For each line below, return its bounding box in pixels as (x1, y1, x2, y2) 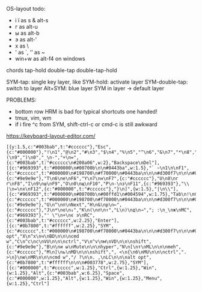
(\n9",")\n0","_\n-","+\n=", (6, 154, 79, 160)
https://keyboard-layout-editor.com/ (6, 132, 96, 139)
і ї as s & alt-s (14, 17, 49, 23)
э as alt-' (14, 36, 37, 43)
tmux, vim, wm (14, 114, 52, 121)
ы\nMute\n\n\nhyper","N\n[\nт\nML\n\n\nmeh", (65, 244, 182, 250)
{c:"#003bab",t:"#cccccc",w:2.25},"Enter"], (6, 217, 120, 224)
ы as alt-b (14, 29, 40, 37)
